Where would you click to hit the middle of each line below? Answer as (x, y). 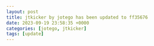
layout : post (22, 12)
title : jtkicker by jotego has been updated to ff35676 (77, 17)
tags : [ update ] (25, 34)
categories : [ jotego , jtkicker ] (46, 28)
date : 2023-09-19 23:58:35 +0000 (48, 23)
